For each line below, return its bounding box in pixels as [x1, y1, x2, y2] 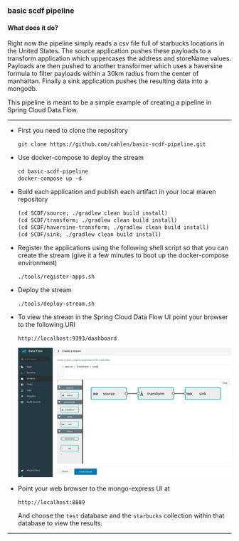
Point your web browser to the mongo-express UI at [17, 484, 171, 493]
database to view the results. [17, 518, 103, 527]
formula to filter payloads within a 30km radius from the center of [7, 70, 199, 78]
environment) [17, 259, 58, 267]
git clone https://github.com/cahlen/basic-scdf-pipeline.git [17, 141, 206, 148]
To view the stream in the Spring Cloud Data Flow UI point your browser [17, 313, 228, 321]
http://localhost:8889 [17, 498, 85, 506]
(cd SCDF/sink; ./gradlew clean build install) [17, 231, 161, 238]
